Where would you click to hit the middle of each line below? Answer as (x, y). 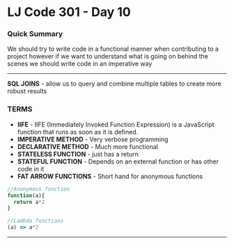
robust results (27, 91)
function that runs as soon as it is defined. (78, 132)
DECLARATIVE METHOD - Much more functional (88, 146)
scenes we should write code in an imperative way (80, 64)
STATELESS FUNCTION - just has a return (78, 154)
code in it (31, 168)
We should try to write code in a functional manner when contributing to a (113, 49)
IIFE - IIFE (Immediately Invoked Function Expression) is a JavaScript (116, 124)
